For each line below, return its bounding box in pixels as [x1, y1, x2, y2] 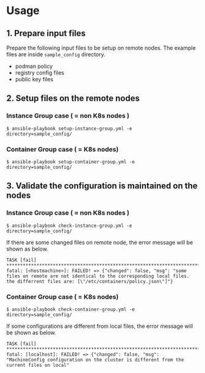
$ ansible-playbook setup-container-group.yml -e [6, 158, 135, 165]
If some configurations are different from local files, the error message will [6, 322, 193, 330]
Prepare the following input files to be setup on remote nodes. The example [6, 44, 196, 51]
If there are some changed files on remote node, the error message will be [6, 238, 193, 246]
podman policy [15, 62, 53, 70]
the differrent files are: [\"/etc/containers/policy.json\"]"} [6, 278, 173, 284]
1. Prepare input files [6, 28, 86, 39]
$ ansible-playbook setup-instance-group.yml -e [6, 125, 132, 131]
